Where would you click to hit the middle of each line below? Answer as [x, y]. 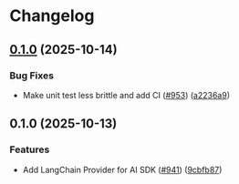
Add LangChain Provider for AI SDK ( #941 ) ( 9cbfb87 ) [122, 169]
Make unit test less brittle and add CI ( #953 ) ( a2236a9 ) [126, 95]
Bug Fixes [32, 76]
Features [30, 149]
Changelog [52, 16]
